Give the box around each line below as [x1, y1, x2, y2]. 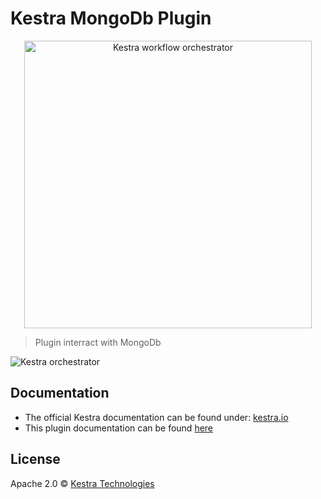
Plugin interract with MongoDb [34, 336, 162, 348]
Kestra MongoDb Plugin [10, 7, 212, 30]
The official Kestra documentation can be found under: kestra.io [24, 411, 289, 423]
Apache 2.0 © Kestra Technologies [10, 477, 155, 489]
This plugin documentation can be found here [24, 422, 214, 434]
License [10, 451, 61, 468]
